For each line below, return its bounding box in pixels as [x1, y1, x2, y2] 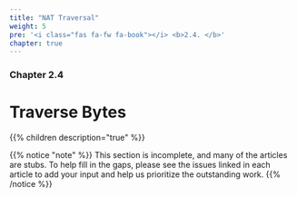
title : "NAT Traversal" [9, 13, 100, 23]
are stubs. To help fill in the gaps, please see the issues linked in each [9, 160, 271, 171]
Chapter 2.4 [9, 69, 64, 82]
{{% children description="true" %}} [9, 133, 145, 143]
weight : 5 [9, 22, 47, 31]
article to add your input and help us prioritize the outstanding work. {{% [9, 169, 282, 180]
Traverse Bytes [9, 102, 127, 123]
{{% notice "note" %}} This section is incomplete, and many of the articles [9, 150, 288, 161]
